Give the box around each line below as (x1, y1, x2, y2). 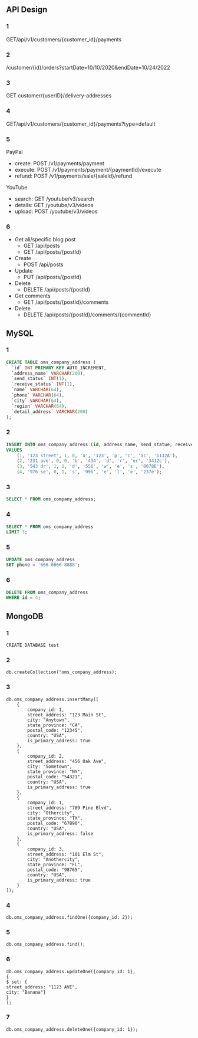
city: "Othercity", (27, 810, 75, 816)
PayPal (6, 148, 23, 155)
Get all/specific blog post (14, 236, 76, 243)
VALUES (6, 447, 22, 453)
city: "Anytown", (27, 717, 70, 723)
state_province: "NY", (27, 768, 83, 775)
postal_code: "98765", (27, 867, 83, 873)
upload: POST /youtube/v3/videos (14, 208, 98, 215)
